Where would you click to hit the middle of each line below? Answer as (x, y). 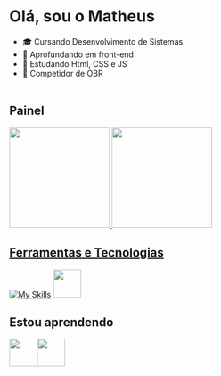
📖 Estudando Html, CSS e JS (74, 63)
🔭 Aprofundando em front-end (78, 54)
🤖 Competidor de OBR (63, 73)
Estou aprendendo (61, 322)
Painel (27, 111)
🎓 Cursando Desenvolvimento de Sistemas (102, 41)
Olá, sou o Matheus (82, 16)
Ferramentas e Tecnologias (87, 253)
